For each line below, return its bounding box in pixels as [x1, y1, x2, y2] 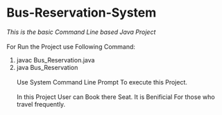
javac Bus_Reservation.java [16, 55, 95, 64]
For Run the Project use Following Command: [6, 42, 136, 51]
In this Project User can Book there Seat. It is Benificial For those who [16, 92, 216, 101]
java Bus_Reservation [16, 63, 78, 71]
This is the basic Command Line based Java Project [6, 28, 156, 36]
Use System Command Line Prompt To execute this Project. [16, 78, 188, 86]
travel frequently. [16, 100, 66, 108]
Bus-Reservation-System [6, 5, 157, 21]
